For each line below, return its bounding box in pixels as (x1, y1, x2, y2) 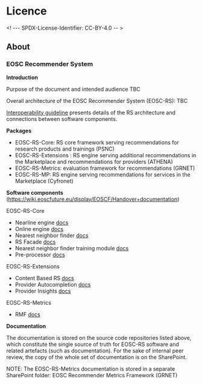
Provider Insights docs (14, 287, 71, 295)
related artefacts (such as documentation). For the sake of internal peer (6, 347, 184, 354)
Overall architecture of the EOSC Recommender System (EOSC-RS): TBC (6, 97, 188, 104)
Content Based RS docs (14, 274, 74, 282)
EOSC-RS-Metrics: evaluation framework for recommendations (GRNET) (14, 164, 195, 172)
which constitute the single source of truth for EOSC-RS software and (6, 340, 179, 348)
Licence (6, 4, 47, 18)
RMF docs (14, 310, 41, 318)
